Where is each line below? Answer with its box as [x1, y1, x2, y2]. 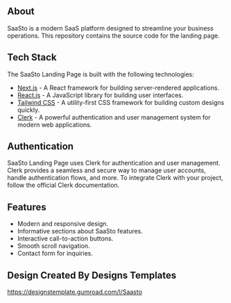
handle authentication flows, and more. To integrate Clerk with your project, [7, 174, 223, 182]
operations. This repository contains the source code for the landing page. [7, 31, 220, 40]
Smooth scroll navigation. [17, 242, 90, 250]
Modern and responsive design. [17, 220, 109, 228]
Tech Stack [7, 51, 57, 63]
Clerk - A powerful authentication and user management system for [17, 113, 211, 121]
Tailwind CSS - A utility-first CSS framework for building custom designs [17, 98, 225, 106]
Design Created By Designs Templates [7, 269, 177, 281]
